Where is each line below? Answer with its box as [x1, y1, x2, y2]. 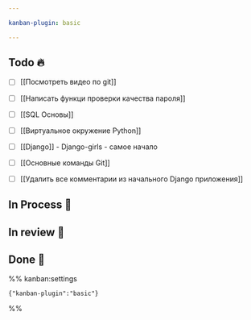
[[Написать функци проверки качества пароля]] [19, 94, 186, 103]
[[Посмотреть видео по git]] [19, 77, 117, 87]
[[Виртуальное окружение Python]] [19, 126, 142, 135]
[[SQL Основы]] [19, 110, 74, 119]
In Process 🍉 [8, 198, 72, 212]
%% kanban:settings [8, 274, 78, 284]
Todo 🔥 [8, 56, 45, 69]
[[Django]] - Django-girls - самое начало [19, 142, 158, 152]
